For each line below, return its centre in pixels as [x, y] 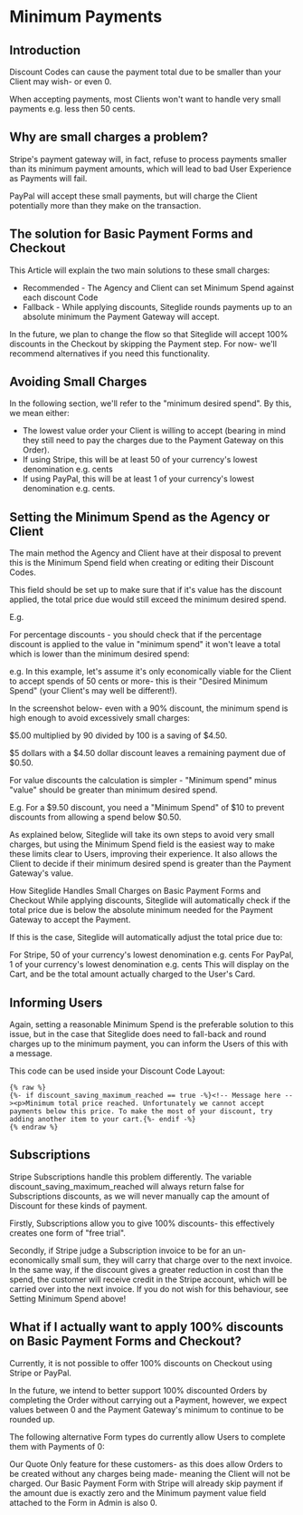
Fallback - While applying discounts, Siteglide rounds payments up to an [157, 306]
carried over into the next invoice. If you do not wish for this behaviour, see [149, 1288]
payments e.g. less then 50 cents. [72, 109]
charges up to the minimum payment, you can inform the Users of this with [149, 1044]
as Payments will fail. [48, 178]
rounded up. [33, 1419]
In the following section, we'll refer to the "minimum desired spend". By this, [151, 403]
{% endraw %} [34, 1127]
